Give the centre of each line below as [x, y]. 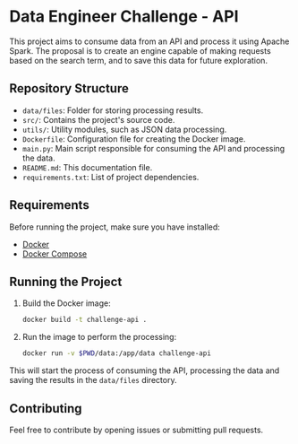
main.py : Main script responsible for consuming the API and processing [153, 148]
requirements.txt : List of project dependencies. [111, 177]
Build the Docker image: [67, 303]
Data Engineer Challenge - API [124, 17]
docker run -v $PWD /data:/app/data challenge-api [117, 353]
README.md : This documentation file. [87, 167]
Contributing [46, 409]
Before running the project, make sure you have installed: [115, 227]
